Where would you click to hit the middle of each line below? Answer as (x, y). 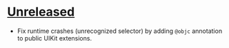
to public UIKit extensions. (54, 38)
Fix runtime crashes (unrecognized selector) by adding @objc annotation (120, 31)
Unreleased (41, 12)
